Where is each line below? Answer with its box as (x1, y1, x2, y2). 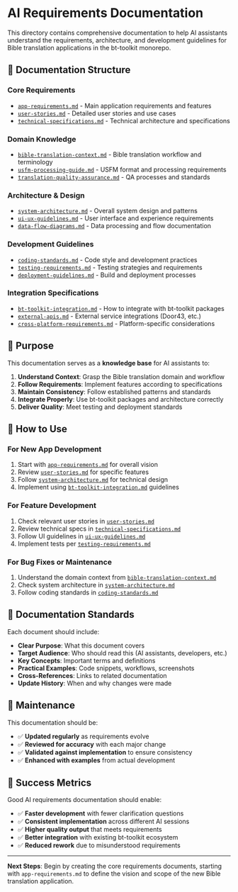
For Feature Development (7, 501, 97, 511)
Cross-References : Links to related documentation (17, 671, 168, 679)
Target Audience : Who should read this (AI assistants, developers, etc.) (17, 648, 228, 657)
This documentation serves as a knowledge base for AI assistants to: (7, 359, 210, 367)
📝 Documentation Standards (7, 609, 135, 621)
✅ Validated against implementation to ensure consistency (17, 747, 193, 756)
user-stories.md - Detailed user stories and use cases (17, 108, 176, 118)
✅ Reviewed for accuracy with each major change (17, 740, 166, 748)
